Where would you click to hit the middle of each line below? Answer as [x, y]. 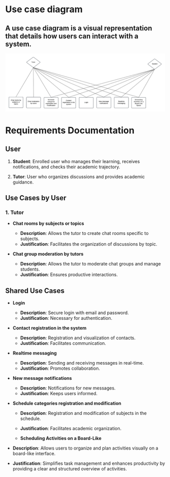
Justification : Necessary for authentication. [66, 318]
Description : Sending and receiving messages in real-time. [82, 363]
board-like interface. [34, 454]
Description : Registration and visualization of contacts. [78, 338]
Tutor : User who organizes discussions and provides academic [79, 176]
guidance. [23, 182]
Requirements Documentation [70, 130]
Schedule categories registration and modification [67, 403]
